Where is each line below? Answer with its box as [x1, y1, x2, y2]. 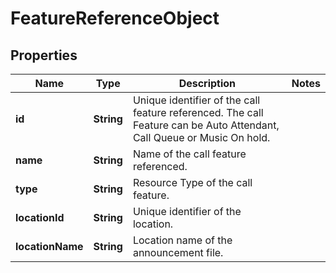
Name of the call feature [132, 147, 247, 161]
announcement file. [132, 246, 224, 259]
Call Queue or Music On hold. [132, 131, 271, 144]
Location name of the [132, 233, 233, 247]
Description [178, 77, 237, 90]
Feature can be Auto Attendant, [132, 118, 280, 132]
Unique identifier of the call [132, 93, 261, 107]
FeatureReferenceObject [10, 7, 220, 30]
